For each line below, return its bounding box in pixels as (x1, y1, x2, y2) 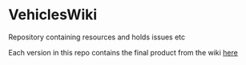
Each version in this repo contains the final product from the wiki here (8, 47, 238, 57)
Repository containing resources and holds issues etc (8, 32, 186, 42)
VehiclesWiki (8, 6, 98, 24)
